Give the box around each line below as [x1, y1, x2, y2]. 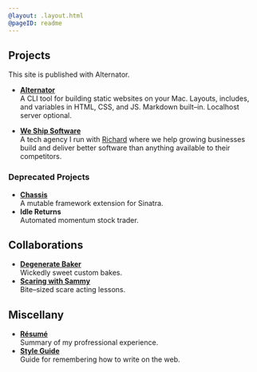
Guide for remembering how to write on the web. [19, 354, 181, 364]
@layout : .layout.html [8, 11, 84, 20]
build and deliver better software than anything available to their [19, 143, 231, 152]
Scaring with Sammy [19, 276, 90, 286]
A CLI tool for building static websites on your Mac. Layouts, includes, [19, 93, 250, 104]
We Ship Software [19, 126, 81, 136]
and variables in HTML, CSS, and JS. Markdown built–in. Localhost [19, 102, 239, 112]
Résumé [19, 329, 48, 339]
